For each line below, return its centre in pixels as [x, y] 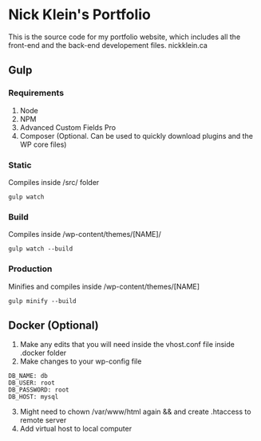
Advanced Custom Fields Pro [68, 127]
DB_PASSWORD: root [39, 390]
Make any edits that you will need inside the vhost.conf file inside [127, 345]
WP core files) [43, 144]
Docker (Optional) [53, 325]
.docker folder [43, 353]
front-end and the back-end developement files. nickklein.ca [108, 45]
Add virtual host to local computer [76, 429]
